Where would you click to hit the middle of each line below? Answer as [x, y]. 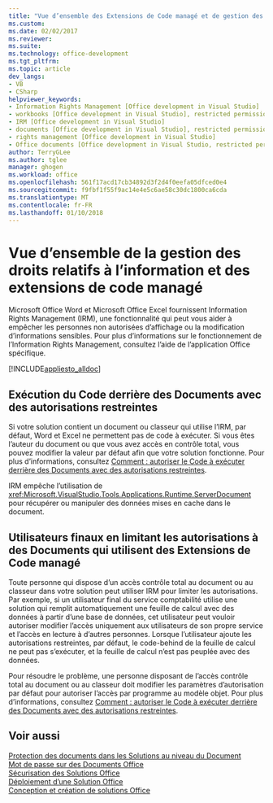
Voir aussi [34, 736]
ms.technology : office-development [69, 54]
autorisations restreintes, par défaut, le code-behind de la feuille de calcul [132, 643]
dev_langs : [27, 76]
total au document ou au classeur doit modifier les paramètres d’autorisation [136, 684]
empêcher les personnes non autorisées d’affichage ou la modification [127, 327]
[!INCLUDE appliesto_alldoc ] [55, 369]
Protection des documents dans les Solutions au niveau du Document [125, 755]
